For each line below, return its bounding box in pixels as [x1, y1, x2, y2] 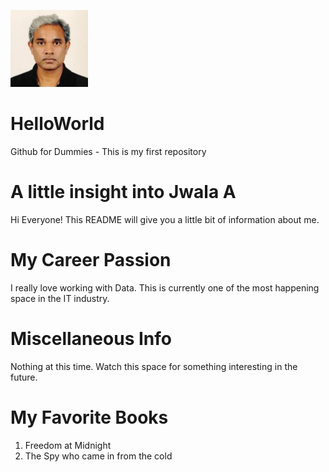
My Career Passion [10, 249, 172, 272]
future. [10, 371, 38, 383]
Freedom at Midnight [24, 439, 112, 451]
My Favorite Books [10, 406, 169, 429]
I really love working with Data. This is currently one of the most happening [10, 281, 320, 294]
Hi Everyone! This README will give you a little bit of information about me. [10, 213, 320, 225]
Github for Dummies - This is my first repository [10, 145, 207, 157]
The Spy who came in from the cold [24, 450, 173, 462]
